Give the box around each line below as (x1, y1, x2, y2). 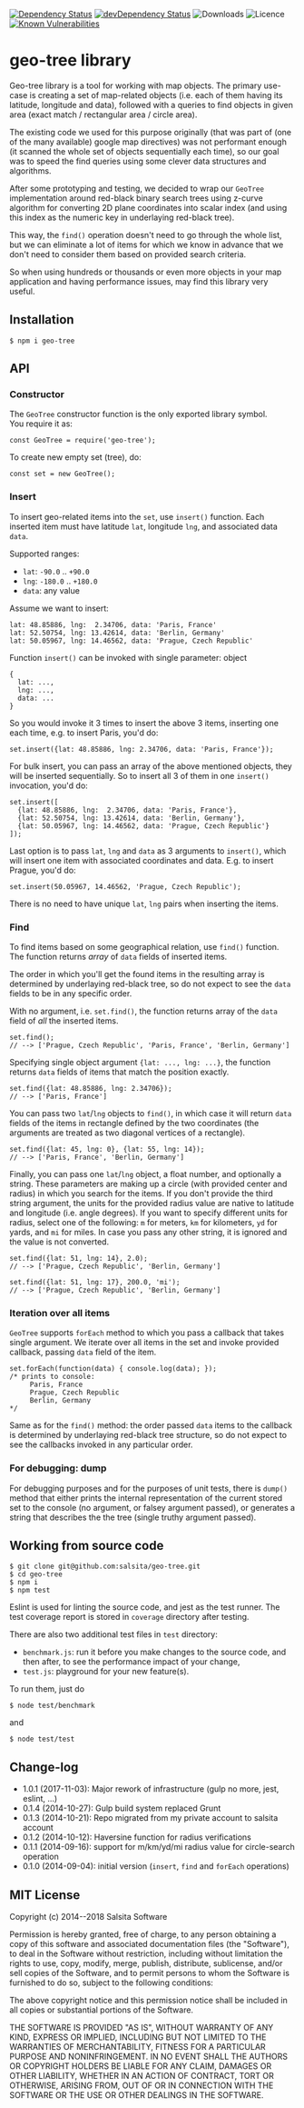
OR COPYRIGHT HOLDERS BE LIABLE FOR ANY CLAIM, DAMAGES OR (9, 2061, 272, 2072)
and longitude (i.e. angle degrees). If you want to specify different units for (9, 1207, 289, 1218)
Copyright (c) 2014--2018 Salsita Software (9, 1912, 168, 1923)
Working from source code (9, 1538, 164, 1554)
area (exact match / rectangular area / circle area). (9, 109, 198, 120)
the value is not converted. (9, 1236, 110, 1247)
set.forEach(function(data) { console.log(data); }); (9, 1364, 218, 1374)
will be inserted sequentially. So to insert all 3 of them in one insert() (9, 770, 270, 781)
